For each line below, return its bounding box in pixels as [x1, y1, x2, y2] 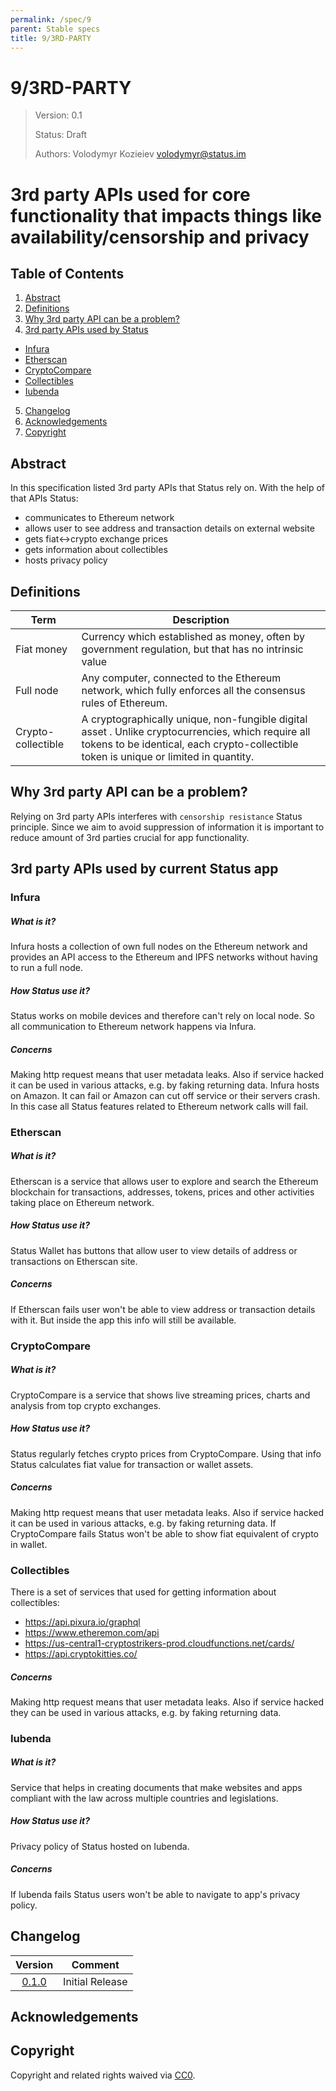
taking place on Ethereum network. [10, 1196, 155, 1208]
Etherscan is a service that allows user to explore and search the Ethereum [10, 1175, 319, 1187]
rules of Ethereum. [81, 696, 168, 710]
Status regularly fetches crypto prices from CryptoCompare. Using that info [10, 1447, 322, 1460]
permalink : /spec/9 [10, 14, 92, 25]
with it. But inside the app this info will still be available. [10, 1314, 237, 1326]
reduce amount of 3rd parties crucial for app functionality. [10, 831, 250, 843]
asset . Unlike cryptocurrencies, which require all [81, 724, 311, 738]
